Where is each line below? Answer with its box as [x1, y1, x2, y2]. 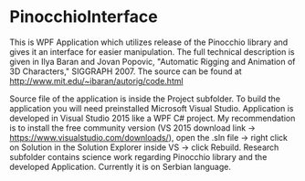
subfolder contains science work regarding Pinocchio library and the [9, 151, 268, 162]
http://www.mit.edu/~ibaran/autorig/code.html [9, 75, 184, 86]
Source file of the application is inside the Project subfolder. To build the [9, 93, 281, 104]
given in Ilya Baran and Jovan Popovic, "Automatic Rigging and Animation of [9, 56, 296, 67]
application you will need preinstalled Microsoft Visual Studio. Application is [9, 102, 294, 113]
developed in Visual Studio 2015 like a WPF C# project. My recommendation [9, 112, 296, 123]
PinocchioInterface [9, 6, 158, 27]
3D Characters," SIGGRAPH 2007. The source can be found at [9, 66, 242, 77]
